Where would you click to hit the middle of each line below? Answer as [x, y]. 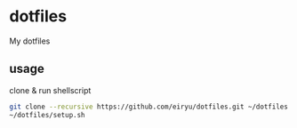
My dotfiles [30, 41]
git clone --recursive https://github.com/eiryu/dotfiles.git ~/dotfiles [149, 107]
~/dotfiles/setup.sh [48, 115]
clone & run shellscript [50, 90]
